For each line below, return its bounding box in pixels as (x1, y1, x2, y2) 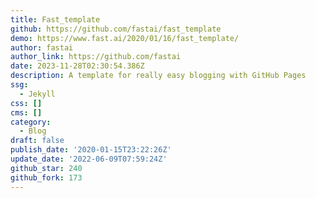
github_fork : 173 (10, 172, 83, 183)
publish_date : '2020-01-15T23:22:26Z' (10, 145, 172, 155)
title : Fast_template (10, 14, 101, 25)
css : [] (10, 98, 43, 108)
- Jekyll (19, 89, 56, 99)
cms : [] (10, 107, 43, 118)
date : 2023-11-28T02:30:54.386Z (10, 61, 145, 71)
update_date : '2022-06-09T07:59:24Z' (10, 154, 168, 164)
